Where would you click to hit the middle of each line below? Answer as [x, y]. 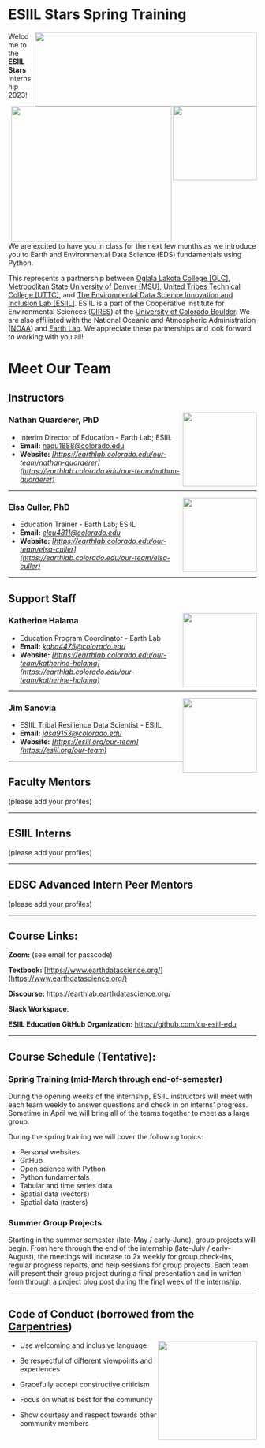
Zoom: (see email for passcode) [60, 955]
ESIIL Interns [40, 834]
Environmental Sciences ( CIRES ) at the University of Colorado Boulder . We [129, 311]
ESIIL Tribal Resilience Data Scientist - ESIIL [90, 725]
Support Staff [42, 599]
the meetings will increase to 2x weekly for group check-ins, [136, 1257]
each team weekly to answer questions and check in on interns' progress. [128, 1105]
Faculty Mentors [50, 782]
